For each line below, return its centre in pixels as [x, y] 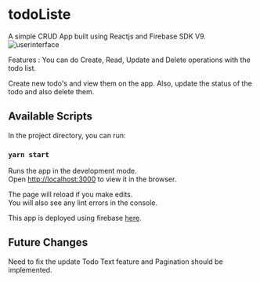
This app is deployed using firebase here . [75, 218]
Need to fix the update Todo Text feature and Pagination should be [116, 262]
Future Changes [48, 242]
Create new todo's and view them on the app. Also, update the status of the [130, 83]
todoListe [40, 15]
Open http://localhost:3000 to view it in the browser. [92, 179]
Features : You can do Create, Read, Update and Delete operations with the [129, 60]
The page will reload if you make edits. [70, 195]
